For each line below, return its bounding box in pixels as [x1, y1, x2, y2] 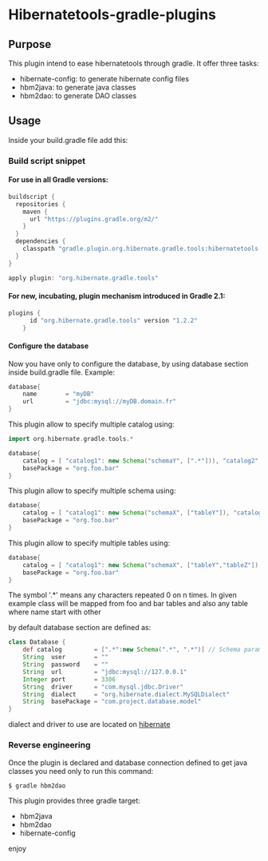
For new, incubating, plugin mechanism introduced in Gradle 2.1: [8, 292, 226, 301]
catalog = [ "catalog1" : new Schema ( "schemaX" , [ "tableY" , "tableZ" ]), [22, 561, 262, 569]
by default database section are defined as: [8, 623, 152, 633]
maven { [22, 208, 48, 216]
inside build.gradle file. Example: [8, 367, 116, 377]
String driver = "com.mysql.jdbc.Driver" [22, 683, 183, 691]
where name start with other [8, 607, 101, 617]
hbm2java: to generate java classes [19, 82, 136, 92]
